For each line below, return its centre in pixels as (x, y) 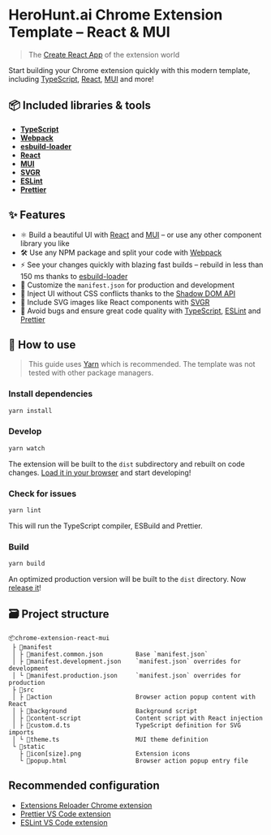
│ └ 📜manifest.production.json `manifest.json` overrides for (127, 675)
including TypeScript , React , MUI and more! (81, 79)
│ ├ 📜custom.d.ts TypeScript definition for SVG (127, 725)
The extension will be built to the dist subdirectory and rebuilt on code (127, 463)
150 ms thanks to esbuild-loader (74, 276)
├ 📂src (23, 690)
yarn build (27, 564)
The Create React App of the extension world (104, 54)
